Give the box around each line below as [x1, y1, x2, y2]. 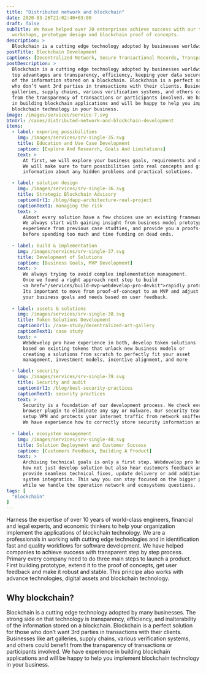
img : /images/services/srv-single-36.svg [17, 185, 124, 192]
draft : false [6, 20, 40, 26]
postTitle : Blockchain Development [6, 49, 97, 55]
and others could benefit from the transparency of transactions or [6, 641, 173, 648]
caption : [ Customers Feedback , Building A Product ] [17, 447, 152, 454]
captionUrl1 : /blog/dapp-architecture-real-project [17, 197, 152, 203]
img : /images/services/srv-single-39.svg [17, 374, 124, 380]
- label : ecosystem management [12, 430, 92, 436]
